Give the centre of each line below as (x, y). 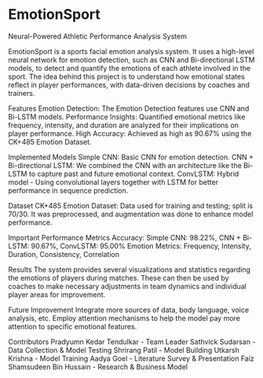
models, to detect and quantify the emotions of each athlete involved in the (130, 68)
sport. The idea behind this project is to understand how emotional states (126, 76)
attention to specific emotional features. (73, 326)
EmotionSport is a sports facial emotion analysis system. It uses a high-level (131, 51)
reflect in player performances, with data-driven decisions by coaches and (129, 85)
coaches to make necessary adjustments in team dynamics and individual (128, 286)
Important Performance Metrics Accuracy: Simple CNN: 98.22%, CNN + (124, 237)
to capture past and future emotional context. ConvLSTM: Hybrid (134, 174)
